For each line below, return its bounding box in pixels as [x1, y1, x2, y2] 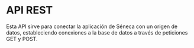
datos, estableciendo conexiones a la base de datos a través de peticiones [6, 29, 188, 36]
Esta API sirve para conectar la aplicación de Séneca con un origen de [6, 23, 178, 30]
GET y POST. [6, 35, 38, 42]
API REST [6, 4, 53, 17]
